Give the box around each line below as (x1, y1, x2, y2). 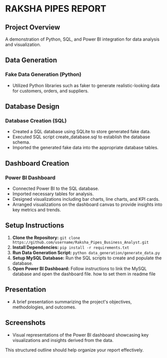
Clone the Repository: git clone (12, 234, 80, 240)
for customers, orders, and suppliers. (12, 88, 89, 94)
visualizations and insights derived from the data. (12, 337, 114, 343)
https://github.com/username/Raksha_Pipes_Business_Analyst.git (12, 240, 149, 245)
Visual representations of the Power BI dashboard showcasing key (12, 331, 149, 338)
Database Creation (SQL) (5, 117, 67, 124)
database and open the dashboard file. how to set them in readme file (12, 271, 156, 277)
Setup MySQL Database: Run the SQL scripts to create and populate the (12, 255, 162, 261)
